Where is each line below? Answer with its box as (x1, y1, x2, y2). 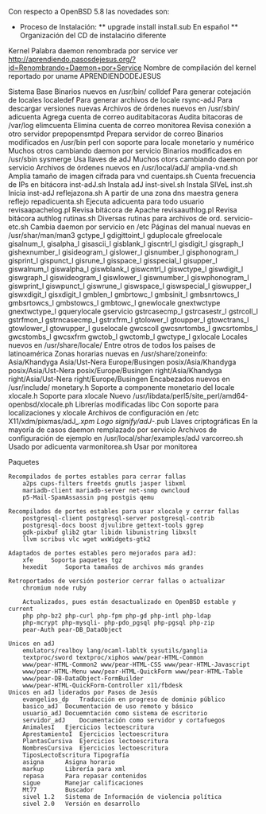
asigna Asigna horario (22, 758, 115, 766)
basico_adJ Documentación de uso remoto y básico (22, 703, 194, 711)
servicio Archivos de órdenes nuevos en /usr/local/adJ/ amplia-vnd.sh (8, 163, 238, 172)
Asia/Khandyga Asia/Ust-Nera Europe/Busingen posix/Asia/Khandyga (8, 357, 237, 367)
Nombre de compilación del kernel (143, 63, 256, 72)
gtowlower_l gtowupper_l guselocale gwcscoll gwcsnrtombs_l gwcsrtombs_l (8, 324, 258, 333)
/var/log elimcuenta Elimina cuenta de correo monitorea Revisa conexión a (8, 121, 252, 130)
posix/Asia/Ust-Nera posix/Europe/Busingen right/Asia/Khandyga (8, 366, 222, 375)
